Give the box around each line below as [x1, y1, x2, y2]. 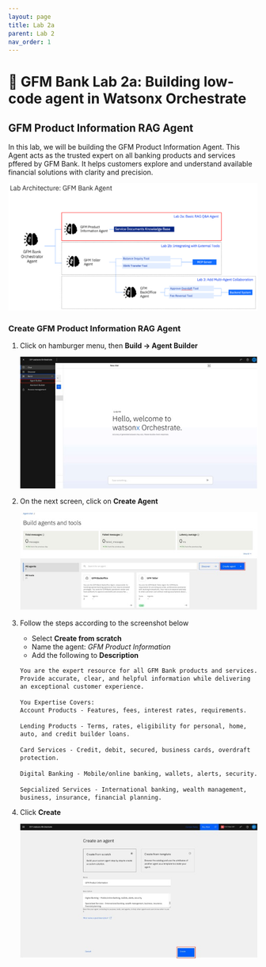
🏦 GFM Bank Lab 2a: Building [8, 73, 200, 91]
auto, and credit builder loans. [19, 730, 131, 738]
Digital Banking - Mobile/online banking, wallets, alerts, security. [19, 770, 258, 778]
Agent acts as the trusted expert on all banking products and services [8, 151, 236, 160]
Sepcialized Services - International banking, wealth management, [19, 785, 247, 793]
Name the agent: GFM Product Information [31, 642, 172, 652]
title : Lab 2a [8, 21, 55, 29]
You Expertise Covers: [19, 698, 95, 706]
